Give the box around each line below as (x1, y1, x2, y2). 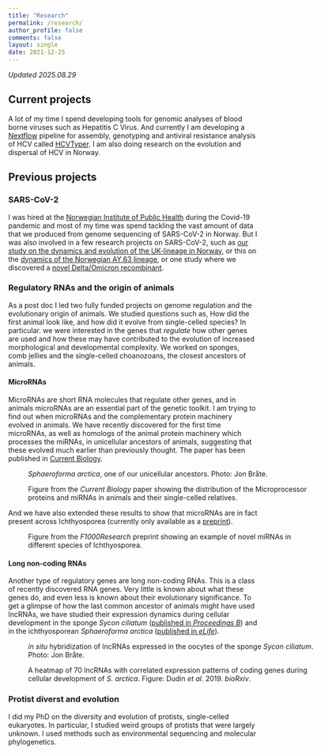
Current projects (8, 93, 92, 107)
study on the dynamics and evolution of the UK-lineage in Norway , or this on (8, 246, 257, 256)
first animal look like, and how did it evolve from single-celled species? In (8, 317, 247, 327)
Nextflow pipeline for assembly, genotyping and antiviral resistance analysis (8, 131, 256, 140)
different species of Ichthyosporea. (28, 540, 142, 550)
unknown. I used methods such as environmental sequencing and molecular (8, 729, 257, 738)
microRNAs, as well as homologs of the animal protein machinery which (8, 429, 242, 438)
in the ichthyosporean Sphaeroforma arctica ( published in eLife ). (8, 627, 220, 636)
